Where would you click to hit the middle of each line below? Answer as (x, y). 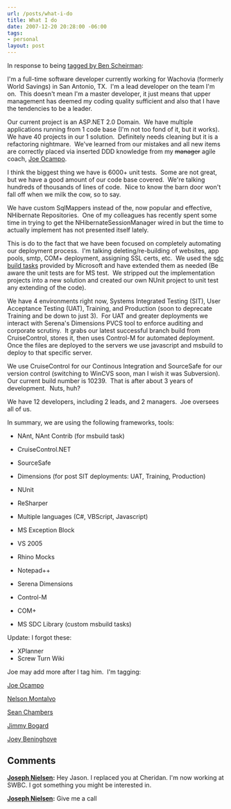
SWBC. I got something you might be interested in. (79, 785)
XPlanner (30, 651)
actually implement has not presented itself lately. (78, 230)
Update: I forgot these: (40, 638)
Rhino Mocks (36, 557)
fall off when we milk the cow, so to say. (64, 194)
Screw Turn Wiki (41, 658)
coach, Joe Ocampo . (37, 159)
